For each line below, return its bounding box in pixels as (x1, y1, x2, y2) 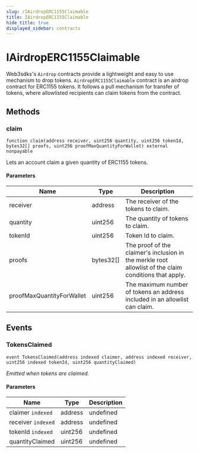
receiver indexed (9, 418, 55, 426)
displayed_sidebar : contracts (6, 25, 81, 31)
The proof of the (125, 241, 171, 249)
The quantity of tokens (125, 214, 188, 223)
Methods (6, 106, 40, 116)
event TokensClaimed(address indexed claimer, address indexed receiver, (6, 354, 192, 360)
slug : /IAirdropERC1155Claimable (6, 8, 89, 15)
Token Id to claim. (125, 232, 175, 240)
